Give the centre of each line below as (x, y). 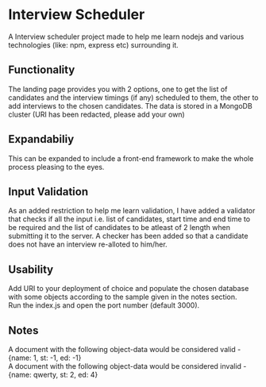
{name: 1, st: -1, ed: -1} (45, 358)
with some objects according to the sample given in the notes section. (123, 297)
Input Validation (48, 192)
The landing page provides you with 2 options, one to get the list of (118, 89)
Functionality (42, 70)
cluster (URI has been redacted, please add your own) (96, 114)
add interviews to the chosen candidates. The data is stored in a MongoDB (130, 105)
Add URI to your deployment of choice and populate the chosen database (129, 289)
